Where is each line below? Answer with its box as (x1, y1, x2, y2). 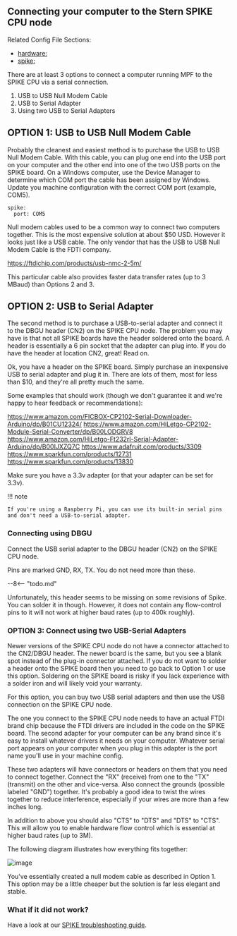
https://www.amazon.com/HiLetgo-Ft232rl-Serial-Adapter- (7, 435, 179, 444)
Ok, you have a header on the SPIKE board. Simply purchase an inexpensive (7, 363, 229, 371)
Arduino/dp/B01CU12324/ (7, 420, 83, 429)
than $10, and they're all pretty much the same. (7, 377, 145, 387)
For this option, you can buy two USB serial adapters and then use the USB (7, 693, 226, 701)
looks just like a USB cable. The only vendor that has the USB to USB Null (7, 238, 220, 246)
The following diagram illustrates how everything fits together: (7, 845, 188, 853)
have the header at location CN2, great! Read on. (7, 349, 150, 358)
